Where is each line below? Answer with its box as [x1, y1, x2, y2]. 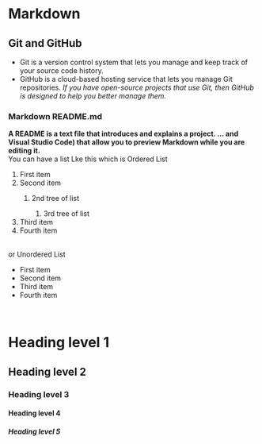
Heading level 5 [8, 427, 61, 436]
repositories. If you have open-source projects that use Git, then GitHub [19, 83, 255, 92]
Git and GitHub [8, 37, 82, 50]
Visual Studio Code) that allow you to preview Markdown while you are [8, 137, 245, 147]
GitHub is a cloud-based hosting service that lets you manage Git [19, 75, 233, 83]
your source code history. [19, 66, 104, 75]
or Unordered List [8, 249, 66, 259]
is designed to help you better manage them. [19, 91, 167, 100]
